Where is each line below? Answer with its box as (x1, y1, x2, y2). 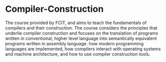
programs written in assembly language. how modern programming (5, 40, 144, 46)
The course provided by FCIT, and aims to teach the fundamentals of (5, 20, 147, 26)
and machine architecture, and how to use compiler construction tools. (5, 51, 151, 57)
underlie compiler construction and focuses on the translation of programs (5, 30, 159, 36)
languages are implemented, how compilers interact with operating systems (5, 46, 161, 52)
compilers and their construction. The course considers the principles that (5, 25, 158, 31)
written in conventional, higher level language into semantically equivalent (5, 35, 157, 41)
